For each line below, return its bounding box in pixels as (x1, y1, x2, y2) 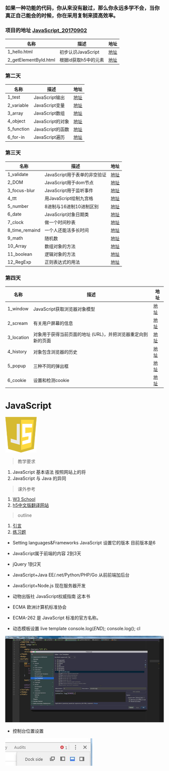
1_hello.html (7, 49, 33, 55)
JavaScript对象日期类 (44, 211, 89, 217)
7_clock (7, 219, 24, 225)
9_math (7, 235, 23, 241)
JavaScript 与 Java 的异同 (12, 475, 66, 481)
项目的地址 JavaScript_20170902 (5, 27, 87, 34)
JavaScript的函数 (33, 126, 69, 132)
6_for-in (7, 134, 25, 140)
